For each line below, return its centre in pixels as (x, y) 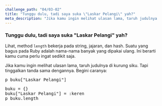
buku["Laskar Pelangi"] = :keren (45, 93)
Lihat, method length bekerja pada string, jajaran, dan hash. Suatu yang (77, 46)
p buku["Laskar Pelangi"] (36, 79)
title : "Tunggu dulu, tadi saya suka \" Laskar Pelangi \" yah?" (70, 14)
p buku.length (22, 98)
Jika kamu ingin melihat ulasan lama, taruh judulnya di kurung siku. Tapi (77, 65)
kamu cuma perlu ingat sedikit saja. (40, 56)
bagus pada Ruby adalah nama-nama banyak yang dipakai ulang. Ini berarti (81, 51)
